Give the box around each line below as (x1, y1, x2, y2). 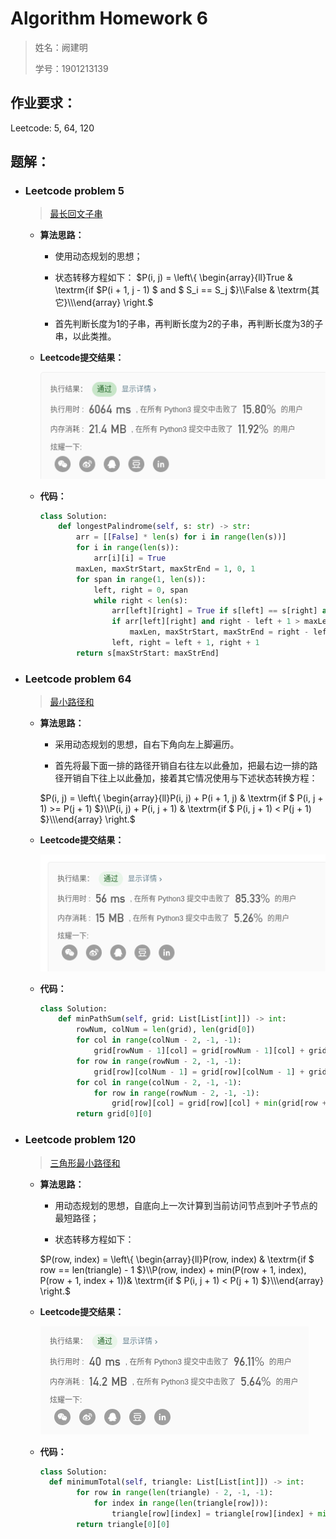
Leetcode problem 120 (24, 1133, 137, 1147)
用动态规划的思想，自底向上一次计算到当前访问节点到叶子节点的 (54, 1199, 318, 1211)
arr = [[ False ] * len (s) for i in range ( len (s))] (75, 532, 287, 542)
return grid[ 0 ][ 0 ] (75, 1109, 153, 1119)
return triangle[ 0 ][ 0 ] (75, 1519, 171, 1529)
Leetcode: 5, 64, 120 (10, 122, 95, 134)
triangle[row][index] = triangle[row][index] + (111, 1509, 314, 1519)
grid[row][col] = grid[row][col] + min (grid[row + (111, 1098, 327, 1109)
